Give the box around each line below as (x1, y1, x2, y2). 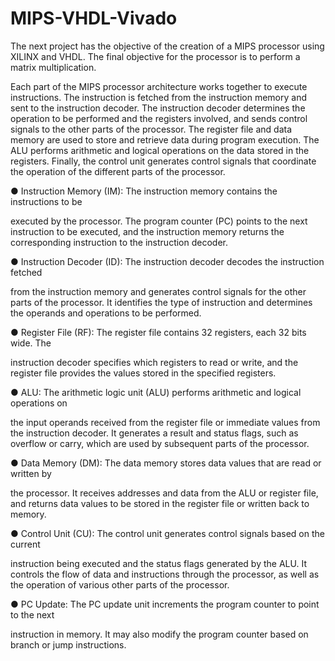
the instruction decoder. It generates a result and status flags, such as (10, 427, 299, 439)
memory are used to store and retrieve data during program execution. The (10, 133, 320, 146)
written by (10, 467, 52, 479)
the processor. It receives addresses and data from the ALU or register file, (10, 487, 319, 499)
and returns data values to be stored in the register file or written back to (10, 497, 310, 509)
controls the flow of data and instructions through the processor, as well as (10, 568, 320, 580)
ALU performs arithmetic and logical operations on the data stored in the (10, 144, 310, 156)
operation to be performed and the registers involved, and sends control (10, 112, 308, 124)
